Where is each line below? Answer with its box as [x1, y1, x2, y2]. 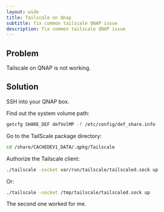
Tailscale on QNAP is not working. [6, 64, 91, 71]
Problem [6, 48, 39, 58]
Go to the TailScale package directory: [6, 132, 102, 139]
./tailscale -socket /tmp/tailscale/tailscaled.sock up [6, 189, 150, 196]
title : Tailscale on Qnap [6, 15, 71, 21]
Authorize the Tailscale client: [6, 155, 80, 162]
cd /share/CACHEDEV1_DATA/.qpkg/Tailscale [6, 144, 115, 150]
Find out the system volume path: [6, 110, 90, 117]
